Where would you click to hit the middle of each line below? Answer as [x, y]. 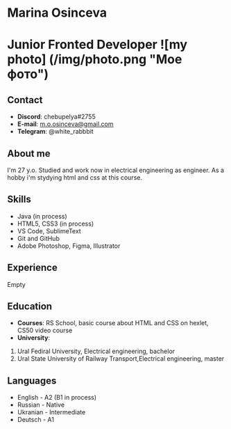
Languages [32, 381]
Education [30, 307]
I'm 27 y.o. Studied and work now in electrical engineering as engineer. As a [115, 170]
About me [29, 154]
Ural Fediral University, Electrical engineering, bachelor [96, 351]
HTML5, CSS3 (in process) [55, 224]
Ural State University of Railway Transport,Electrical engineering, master [121, 359]
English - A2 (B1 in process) [57, 398]
